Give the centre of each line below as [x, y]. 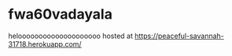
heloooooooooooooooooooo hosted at [71, 36]
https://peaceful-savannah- [179, 36]
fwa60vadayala [60, 14]
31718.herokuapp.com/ [45, 44]
